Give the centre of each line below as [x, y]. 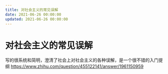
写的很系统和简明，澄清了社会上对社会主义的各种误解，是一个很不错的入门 [82, 60]
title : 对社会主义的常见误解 [32, 10]
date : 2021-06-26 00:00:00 [33, 14]
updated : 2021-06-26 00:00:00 [37, 19]
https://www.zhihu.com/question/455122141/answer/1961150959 [77, 66]
